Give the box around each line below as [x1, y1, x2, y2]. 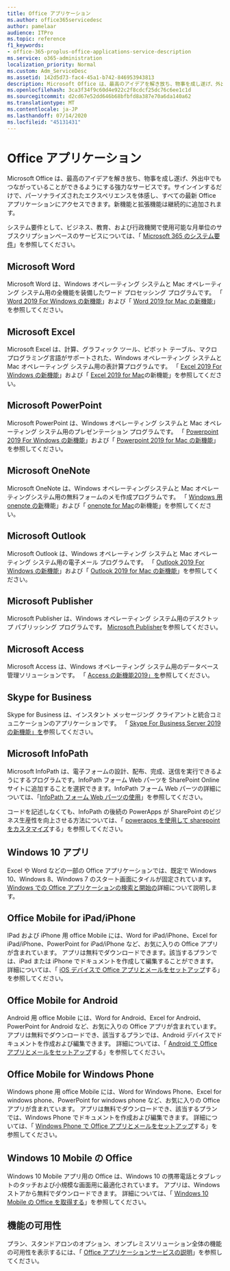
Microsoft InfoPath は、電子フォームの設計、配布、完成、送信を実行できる [7, 767, 217, 775]
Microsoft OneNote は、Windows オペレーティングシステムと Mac [7, 484, 194, 492]
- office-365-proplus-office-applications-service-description [7, 49, 192, 56]
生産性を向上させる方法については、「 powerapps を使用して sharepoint [18, 816, 220, 824]
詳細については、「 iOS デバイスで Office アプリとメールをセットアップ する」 [7, 966, 220, 974]
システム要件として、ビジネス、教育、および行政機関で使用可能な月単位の [7, 223, 217, 232]
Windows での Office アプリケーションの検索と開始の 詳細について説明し [7, 884, 212, 892]
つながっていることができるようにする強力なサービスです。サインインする [7, 183, 216, 191]
